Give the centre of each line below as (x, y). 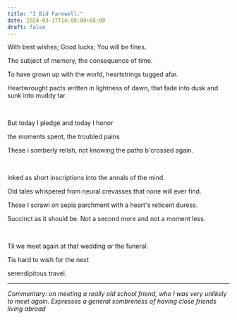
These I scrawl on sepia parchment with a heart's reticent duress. (103, 205)
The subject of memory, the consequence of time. (80, 61)
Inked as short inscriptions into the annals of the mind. (86, 178)
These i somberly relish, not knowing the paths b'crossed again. (101, 150)
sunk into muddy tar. (37, 95)
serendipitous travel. (37, 273)
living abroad (26, 309)
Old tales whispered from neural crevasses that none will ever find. (104, 191)
